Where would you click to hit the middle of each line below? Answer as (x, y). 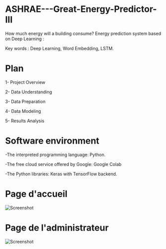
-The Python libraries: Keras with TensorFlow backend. (61, 174)
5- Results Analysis (25, 121)
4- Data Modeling (23, 111)
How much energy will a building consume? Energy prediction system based (83, 33)
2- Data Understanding (29, 92)
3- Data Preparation (25, 101)
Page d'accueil (36, 194)
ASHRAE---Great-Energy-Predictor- (81, 9)
